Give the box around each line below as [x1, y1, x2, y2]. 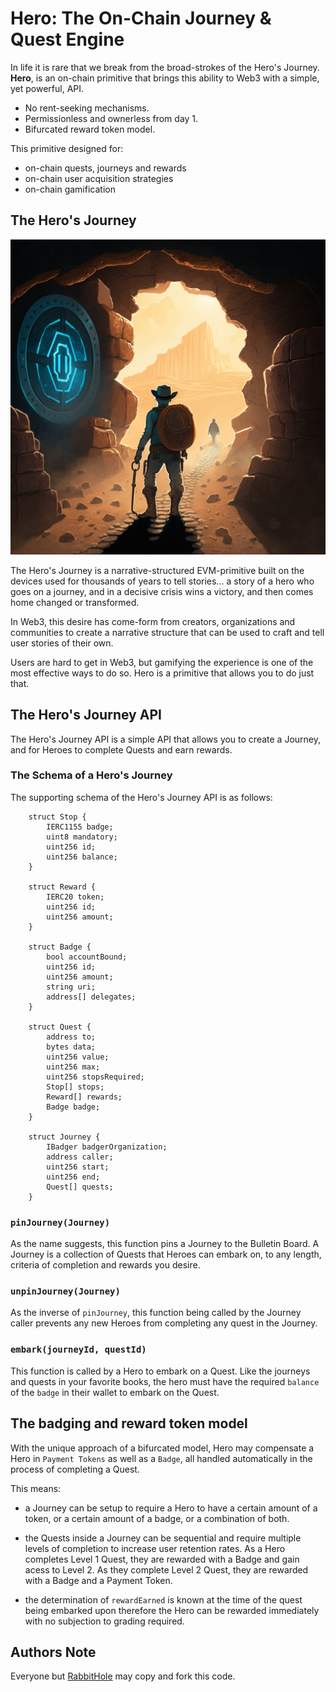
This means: [10, 1482, 62, 1494]
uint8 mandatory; [46, 832, 118, 842]
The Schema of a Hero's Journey [10, 768, 173, 782]
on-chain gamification [24, 183, 116, 195]
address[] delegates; [46, 992, 137, 1002]
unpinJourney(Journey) [10, 1286, 121, 1297]
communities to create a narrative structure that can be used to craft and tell [10, 626, 325, 638]
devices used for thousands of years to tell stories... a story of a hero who [10, 575, 315, 587]
